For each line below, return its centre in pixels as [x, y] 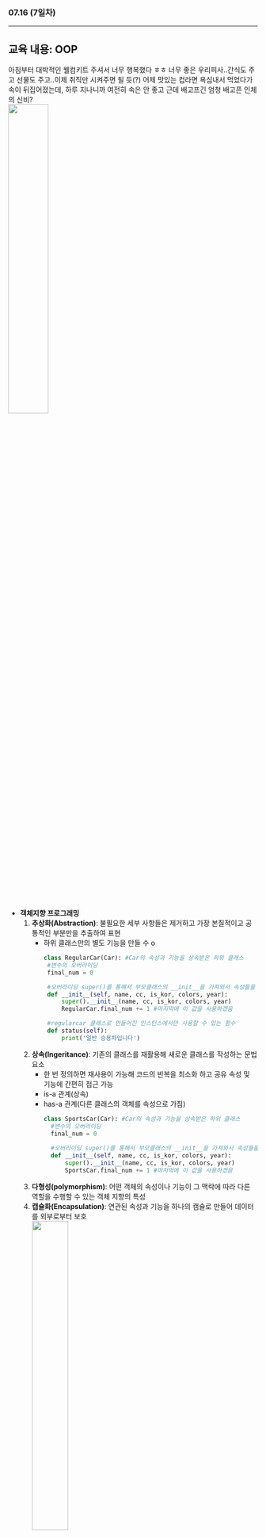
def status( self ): [78, 1031]
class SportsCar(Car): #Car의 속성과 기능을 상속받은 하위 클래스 [142, 1119]
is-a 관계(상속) [66, 1094]
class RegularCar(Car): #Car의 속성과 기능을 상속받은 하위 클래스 [143, 958]
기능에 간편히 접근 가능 [78, 1084]
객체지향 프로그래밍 [49, 913]
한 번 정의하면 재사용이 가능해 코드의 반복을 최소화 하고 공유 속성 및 [147, 1074]
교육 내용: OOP [43, 49]
